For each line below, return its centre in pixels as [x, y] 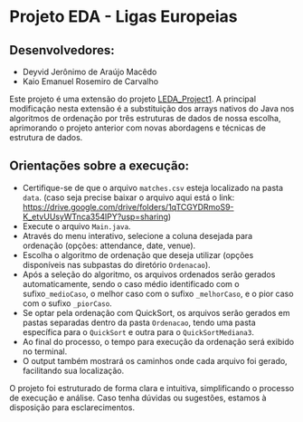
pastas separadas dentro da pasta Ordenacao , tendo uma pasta [139, 322]
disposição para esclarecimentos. [72, 407]
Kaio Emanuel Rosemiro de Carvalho [90, 82]
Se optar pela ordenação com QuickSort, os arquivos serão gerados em [156, 312]
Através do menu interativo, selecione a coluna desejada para [137, 235]
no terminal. [45, 351]
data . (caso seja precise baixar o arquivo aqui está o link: [128, 197]
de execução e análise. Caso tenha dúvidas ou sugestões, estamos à [138, 398]
